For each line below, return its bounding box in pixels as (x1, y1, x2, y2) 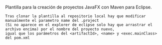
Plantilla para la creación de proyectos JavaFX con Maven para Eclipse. (5, 4, 152, 10)
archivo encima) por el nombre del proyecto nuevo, (5, 27, 115, 32)
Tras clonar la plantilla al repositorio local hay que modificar (5, 14, 146, 19)
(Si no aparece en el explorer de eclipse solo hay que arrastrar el (5, 22, 153, 27)
